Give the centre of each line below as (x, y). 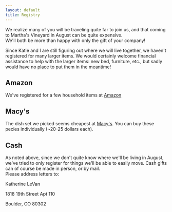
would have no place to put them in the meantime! (58, 67)
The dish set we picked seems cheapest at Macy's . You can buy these (80, 124)
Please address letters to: (32, 174)
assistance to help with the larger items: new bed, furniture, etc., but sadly (84, 61)
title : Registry (23, 15)
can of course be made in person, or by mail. (53, 168)
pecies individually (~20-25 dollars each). (49, 129)
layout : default (23, 10)
